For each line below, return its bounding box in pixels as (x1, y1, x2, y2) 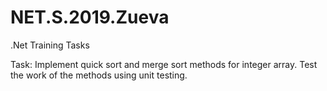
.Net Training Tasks (10, 39, 90, 51)
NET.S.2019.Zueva (10, 6, 170, 29)
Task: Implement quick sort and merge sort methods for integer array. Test (10, 58, 318, 70)
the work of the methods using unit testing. (10, 69, 188, 81)
